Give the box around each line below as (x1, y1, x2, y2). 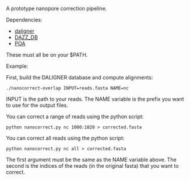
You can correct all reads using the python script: (6, 134, 125, 141)
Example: (6, 63, 29, 70)
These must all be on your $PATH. (6, 51, 88, 58)
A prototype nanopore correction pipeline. (6, 5, 107, 12)
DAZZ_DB (14, 34, 38, 40)
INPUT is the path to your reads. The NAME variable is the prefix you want (6, 96, 185, 102)
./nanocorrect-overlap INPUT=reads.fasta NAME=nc (6, 85, 129, 91)
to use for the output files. (6, 102, 69, 109)
